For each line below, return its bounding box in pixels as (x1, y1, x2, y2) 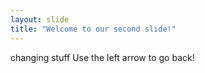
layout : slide (10, 14, 70, 25)
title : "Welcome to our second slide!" (10, 24, 177, 34)
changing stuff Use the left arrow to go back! (10, 51, 195, 63)
